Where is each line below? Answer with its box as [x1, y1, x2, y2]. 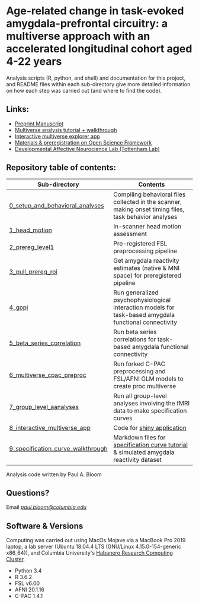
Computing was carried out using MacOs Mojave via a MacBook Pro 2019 [6, 537, 186, 544]
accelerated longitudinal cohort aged [6, 42, 192, 56]
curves [113, 414, 133, 422]
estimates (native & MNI [113, 263, 180, 272]
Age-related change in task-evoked [6, 4, 184, 18]
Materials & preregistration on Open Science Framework [14, 139, 152, 146]
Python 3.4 [14, 567, 42, 574]
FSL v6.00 [14, 580, 40, 587]
